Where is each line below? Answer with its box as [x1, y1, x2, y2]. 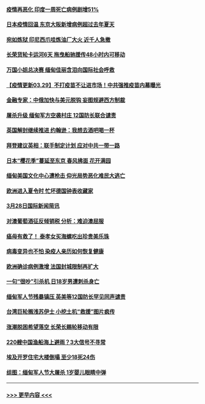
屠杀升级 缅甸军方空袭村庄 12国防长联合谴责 [6, 111, 117, 119]
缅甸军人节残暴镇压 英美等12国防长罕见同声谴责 [6, 293, 126, 300]
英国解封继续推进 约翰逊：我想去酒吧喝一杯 [6, 127, 115, 134]
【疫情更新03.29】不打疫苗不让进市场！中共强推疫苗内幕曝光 [6, 81, 161, 89]
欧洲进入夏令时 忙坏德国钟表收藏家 [6, 187, 93, 194]
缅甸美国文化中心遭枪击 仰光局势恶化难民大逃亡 [6, 172, 126, 180]
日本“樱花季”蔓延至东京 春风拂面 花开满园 [6, 156, 111, 164]
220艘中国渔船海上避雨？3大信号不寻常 [6, 338, 106, 345]
